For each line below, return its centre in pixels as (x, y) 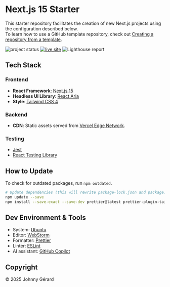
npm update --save (25, 197)
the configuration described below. (42, 28)
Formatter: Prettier (32, 240)
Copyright (22, 267)
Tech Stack (23, 65)
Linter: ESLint (26, 246)
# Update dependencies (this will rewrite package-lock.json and (75, 193)
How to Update (29, 171)
